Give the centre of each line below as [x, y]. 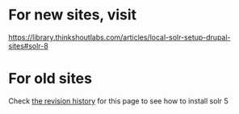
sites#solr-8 [28, 45]
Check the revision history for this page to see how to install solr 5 [118, 101]
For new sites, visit [73, 15]
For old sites [50, 79]
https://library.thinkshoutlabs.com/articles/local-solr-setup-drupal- [120, 37]
